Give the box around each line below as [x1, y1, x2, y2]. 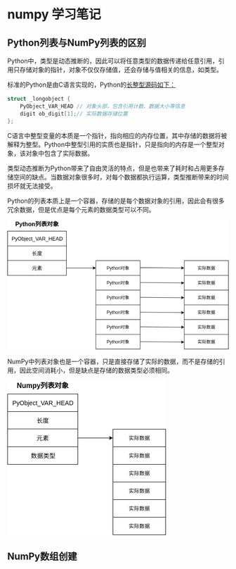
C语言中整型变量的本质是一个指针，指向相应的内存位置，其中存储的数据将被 [7, 131, 228, 139]
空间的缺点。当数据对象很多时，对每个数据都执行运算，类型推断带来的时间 [13, 173, 229, 181]
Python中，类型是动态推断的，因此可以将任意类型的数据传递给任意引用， [7, 57, 219, 65]
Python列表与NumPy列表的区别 [7, 37, 146, 49]
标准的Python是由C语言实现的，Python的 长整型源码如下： [7, 80, 176, 89]
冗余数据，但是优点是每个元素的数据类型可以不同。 [7, 205, 155, 213]
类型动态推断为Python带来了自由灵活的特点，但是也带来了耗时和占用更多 [7, 163, 219, 173]
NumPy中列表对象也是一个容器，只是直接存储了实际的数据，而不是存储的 [7, 357, 219, 365]
